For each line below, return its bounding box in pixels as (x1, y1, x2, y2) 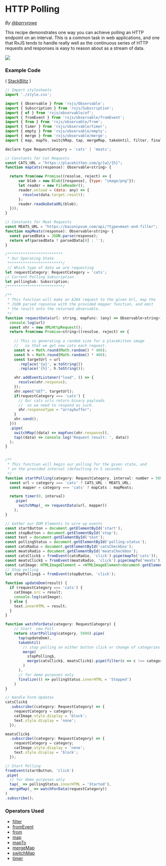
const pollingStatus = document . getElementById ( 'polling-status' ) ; (5, 540, 147, 545)
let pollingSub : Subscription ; (5, 279, 70, 284)
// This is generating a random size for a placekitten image (14, 339, 145, 344)
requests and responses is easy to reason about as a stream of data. (5, 45, 145, 51)
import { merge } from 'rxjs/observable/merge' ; (5, 134, 107, 138)
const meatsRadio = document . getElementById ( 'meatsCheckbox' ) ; (5, 549, 138, 554)
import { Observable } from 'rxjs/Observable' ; (5, 101, 105, 106)
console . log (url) (9, 320, 45, 325)
